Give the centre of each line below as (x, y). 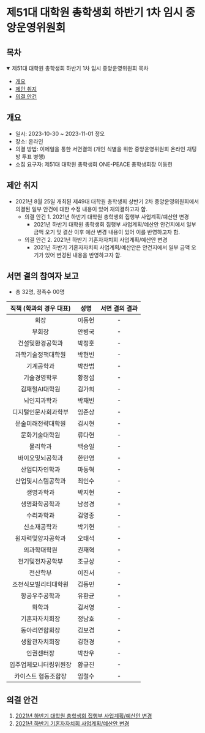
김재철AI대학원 (40, 389)
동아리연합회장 (40, 630)
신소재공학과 (41, 527)
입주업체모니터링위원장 (40, 665)
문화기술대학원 (40, 435)
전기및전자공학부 (40, 562)
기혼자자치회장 (40, 619)
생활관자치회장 (40, 642)
